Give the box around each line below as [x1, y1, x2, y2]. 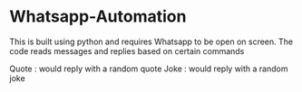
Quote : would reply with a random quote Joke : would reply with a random [9, 63, 288, 74]
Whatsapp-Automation [9, 6, 187, 27]
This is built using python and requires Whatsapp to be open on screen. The [9, 36, 293, 47]
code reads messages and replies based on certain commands [9, 45, 245, 56]
